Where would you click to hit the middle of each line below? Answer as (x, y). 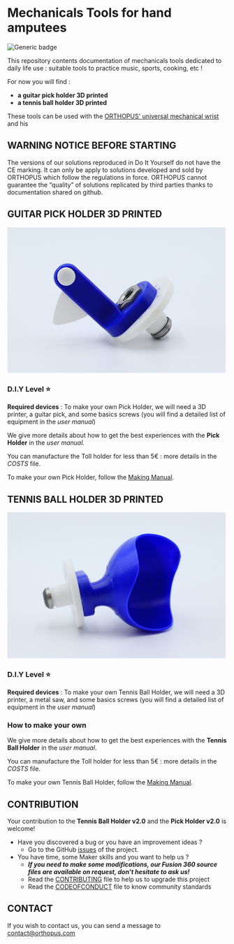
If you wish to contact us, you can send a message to (84, 925)
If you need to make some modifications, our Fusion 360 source (123, 864)
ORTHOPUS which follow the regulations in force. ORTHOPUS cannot (107, 177)
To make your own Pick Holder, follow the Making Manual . (91, 478)
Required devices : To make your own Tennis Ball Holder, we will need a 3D (116, 692)
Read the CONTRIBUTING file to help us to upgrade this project (119, 880)
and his (18, 123)
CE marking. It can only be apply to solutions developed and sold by (105, 170)
